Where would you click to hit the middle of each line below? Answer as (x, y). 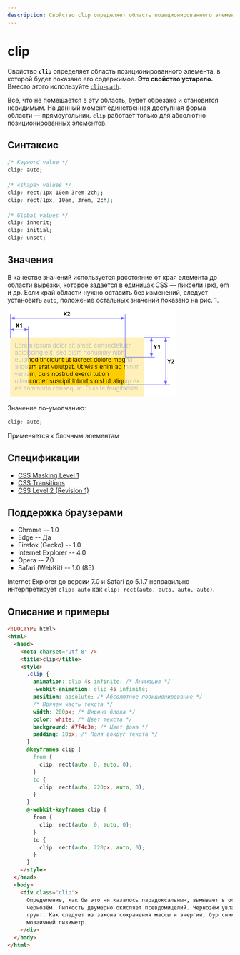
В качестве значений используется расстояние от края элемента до (112, 277)
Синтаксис (33, 145)
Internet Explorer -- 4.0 (52, 552)
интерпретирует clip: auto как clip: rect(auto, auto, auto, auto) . (111, 590)
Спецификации (44, 458)
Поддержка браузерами (65, 513)
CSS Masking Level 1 (49, 475)
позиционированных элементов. (57, 123)
